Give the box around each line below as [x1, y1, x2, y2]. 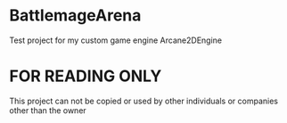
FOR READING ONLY [9, 66, 162, 86]
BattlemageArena [9, 5, 142, 26]
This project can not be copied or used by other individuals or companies [9, 95, 279, 106]
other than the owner [9, 104, 86, 116]
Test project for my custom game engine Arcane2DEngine [9, 35, 223, 45]
